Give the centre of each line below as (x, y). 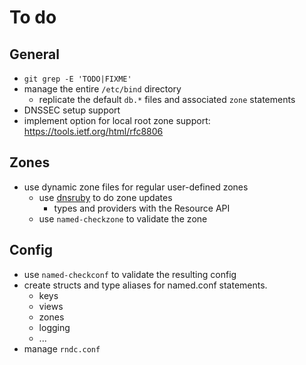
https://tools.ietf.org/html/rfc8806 (93, 131)
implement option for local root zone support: (117, 120)
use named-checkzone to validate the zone (123, 218)
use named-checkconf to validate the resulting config (130, 274)
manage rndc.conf (62, 348)
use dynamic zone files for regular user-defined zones (136, 187)
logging (54, 327)
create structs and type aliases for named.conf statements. (145, 285)
